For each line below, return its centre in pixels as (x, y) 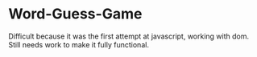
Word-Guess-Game (75, 14)
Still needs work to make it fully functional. (79, 44)
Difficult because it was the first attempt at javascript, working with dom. (129, 36)
